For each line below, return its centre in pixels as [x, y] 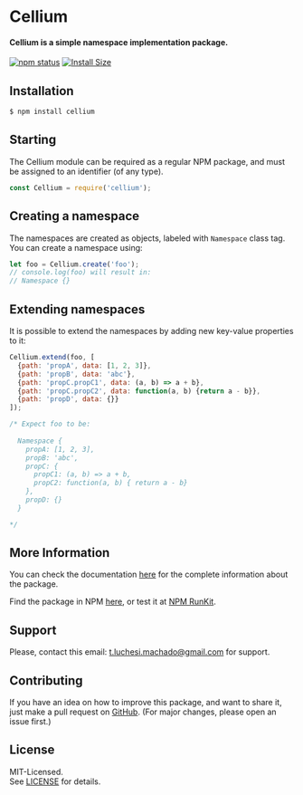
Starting [33, 140]
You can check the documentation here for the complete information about [149, 575]
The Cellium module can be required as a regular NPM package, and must [147, 161]
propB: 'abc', [52, 458]
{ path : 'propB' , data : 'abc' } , [76, 374]
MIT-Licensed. [36, 771]
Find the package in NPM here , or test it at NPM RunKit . [113, 602]
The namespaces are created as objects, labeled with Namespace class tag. [147, 238]
